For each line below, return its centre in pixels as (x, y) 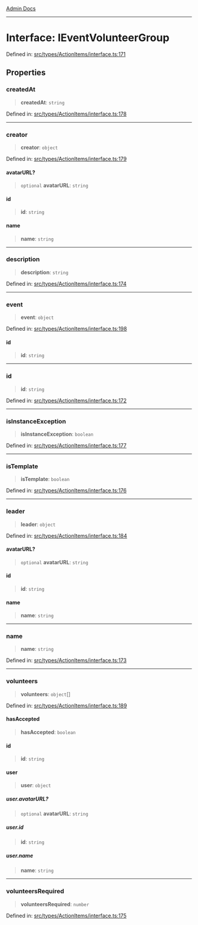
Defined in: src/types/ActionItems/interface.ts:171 (66, 54)
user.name (20, 855)
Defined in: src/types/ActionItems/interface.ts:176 (66, 491)
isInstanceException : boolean (57, 434)
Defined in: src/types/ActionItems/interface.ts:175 (66, 916)
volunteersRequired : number (55, 904)
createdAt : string (42, 102)
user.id (15, 827)
